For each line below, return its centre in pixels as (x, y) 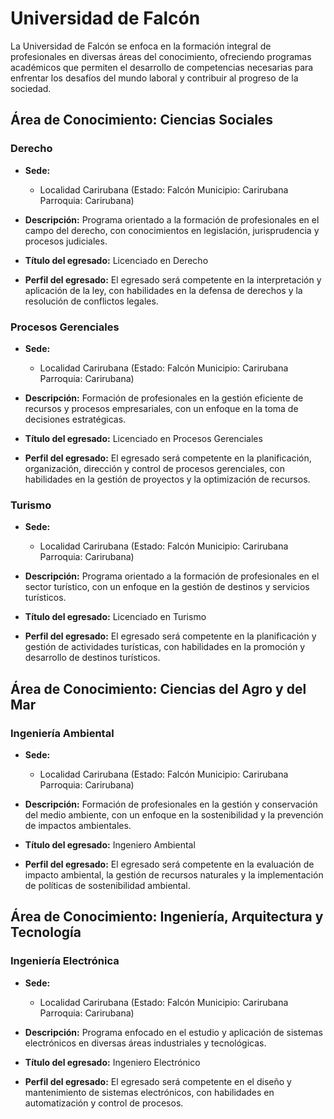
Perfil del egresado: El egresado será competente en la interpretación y (173, 279)
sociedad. (31, 88)
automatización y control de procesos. (104, 1103)
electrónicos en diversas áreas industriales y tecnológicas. (145, 1043)
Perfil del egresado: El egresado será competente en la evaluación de (169, 864)
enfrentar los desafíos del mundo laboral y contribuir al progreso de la (154, 78)
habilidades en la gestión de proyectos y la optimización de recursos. (167, 479)
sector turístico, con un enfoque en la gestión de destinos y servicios (167, 587)
